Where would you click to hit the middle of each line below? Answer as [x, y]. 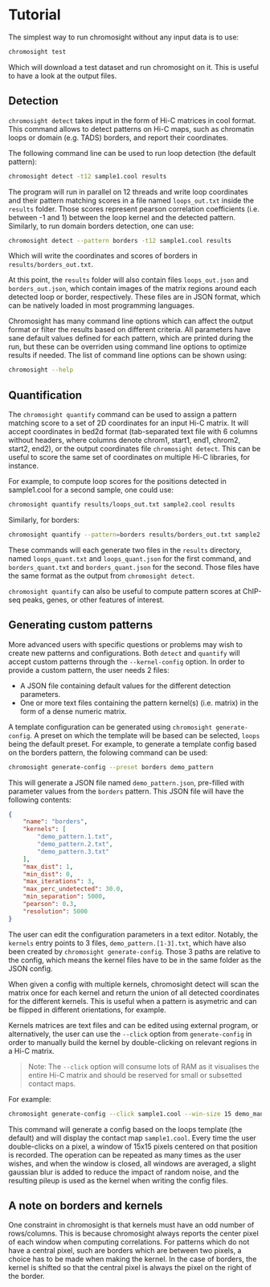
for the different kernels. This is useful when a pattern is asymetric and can [133, 1001]
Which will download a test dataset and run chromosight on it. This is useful [134, 67]
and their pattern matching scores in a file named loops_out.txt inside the [131, 200]
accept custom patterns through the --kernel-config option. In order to [127, 662]
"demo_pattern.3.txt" [74, 851]
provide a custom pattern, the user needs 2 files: [89, 670]
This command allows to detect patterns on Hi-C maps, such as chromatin [131, 129]
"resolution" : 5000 [55, 911]
